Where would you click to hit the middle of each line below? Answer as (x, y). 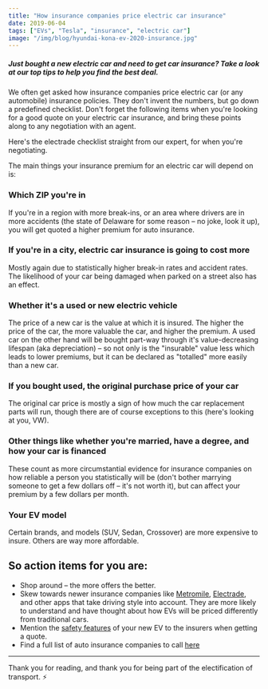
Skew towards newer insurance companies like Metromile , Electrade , (133, 594)
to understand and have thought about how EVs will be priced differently (139, 611)
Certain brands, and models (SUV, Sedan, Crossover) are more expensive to (133, 532)
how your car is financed (57, 451)
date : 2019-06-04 (37, 23)
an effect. (24, 284)
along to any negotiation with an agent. (72, 126)
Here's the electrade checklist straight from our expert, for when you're (126, 142)
